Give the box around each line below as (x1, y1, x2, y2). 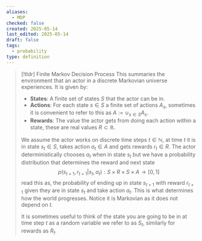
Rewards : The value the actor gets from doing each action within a (30, 117, 196, 124)
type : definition (6, 54, 50, 60)
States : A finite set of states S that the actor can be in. (30, 95, 165, 102)
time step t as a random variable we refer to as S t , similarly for (21, 219, 175, 228)
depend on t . (21, 201, 53, 208)
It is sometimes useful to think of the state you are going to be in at (21, 213, 188, 220)
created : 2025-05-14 (6, 25, 58, 32)
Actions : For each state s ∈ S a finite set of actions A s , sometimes (30, 101, 196, 110)
